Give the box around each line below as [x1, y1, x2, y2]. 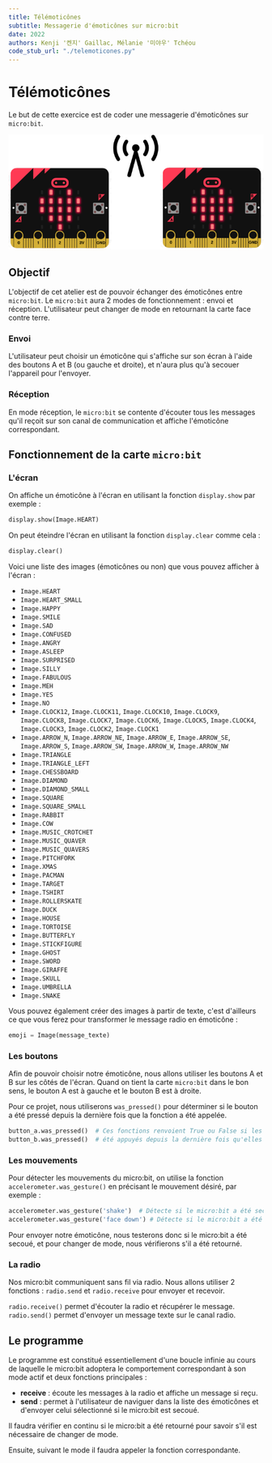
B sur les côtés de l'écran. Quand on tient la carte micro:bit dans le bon [8, 1078, 249, 1087]
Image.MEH [19, 683, 54, 691]
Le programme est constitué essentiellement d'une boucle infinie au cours [8, 1355, 257, 1365]
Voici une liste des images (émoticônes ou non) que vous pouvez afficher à [8, 562, 260, 572]
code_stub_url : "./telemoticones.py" [8, 47, 136, 56]
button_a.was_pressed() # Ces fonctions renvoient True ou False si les [8, 1127, 263, 1135]
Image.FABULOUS [19, 674, 72, 682]
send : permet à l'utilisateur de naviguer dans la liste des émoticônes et [19, 1397, 259, 1406]
